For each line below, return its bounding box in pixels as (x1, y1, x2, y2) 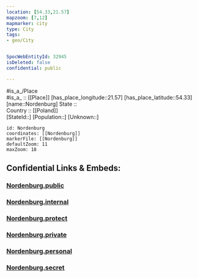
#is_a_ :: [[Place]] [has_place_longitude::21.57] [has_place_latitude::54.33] (6, 93, 193, 101)
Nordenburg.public (6, 181, 64, 189)
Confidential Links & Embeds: (6, 163, 121, 174)
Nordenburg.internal (6, 197, 69, 206)
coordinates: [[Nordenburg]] (6, 130, 81, 136)
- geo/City (6, 37, 34, 43)
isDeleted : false (6, 59, 51, 65)
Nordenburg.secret (6, 263, 65, 272)
